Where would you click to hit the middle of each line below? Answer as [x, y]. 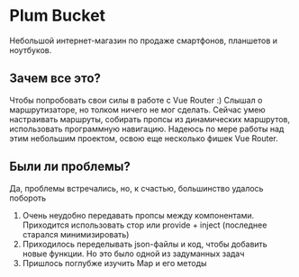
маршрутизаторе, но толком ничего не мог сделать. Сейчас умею [137, 110]
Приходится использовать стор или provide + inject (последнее [145, 225]
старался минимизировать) [76, 234]
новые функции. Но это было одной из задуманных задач [133, 254]
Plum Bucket [58, 16]
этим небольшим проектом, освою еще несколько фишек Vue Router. [144, 138]
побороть [28, 198]
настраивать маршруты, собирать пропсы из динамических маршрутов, [150, 119]
